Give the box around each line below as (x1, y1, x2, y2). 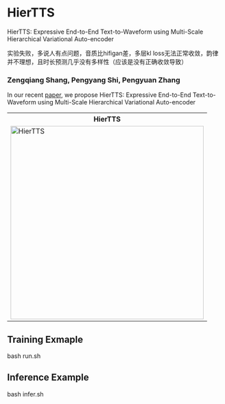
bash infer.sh (7, 390, 44, 398)
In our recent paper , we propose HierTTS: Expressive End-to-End (7, 91, 191, 99)
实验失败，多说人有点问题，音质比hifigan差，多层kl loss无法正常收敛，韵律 (7, 49, 219, 57)
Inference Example (7, 372, 89, 383)
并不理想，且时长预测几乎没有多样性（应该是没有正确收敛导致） (7, 57, 187, 66)
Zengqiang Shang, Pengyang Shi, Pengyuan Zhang (7, 75, 180, 85)
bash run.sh (7, 352, 41, 360)
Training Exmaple (7, 333, 84, 345)
